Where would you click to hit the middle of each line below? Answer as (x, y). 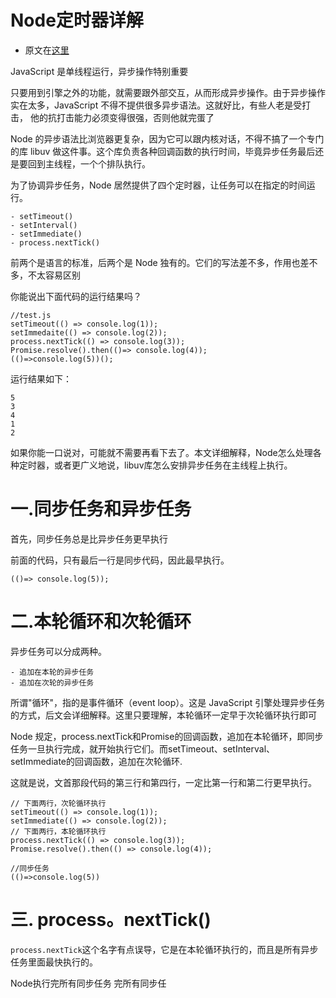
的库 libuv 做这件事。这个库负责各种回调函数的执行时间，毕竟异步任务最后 (163, 151)
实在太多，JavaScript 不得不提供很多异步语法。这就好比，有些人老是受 (156, 105)
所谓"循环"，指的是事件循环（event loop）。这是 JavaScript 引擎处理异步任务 (168, 702)
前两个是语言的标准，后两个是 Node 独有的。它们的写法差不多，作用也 (155, 262)
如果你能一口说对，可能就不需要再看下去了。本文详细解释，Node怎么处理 (161, 452)
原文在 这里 (47, 50)
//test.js (31, 315)
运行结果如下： (41, 378)
